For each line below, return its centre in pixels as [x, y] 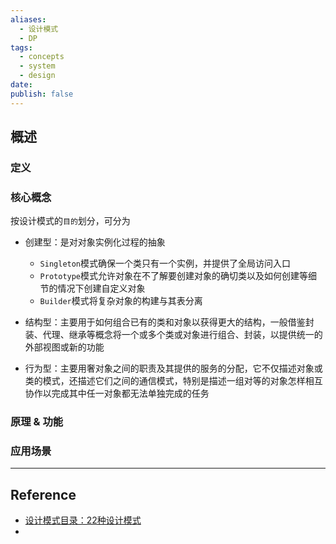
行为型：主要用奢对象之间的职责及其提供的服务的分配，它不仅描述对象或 [173, 368]
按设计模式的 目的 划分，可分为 [70, 221]
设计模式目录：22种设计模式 [83, 520]
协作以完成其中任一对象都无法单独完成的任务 [117, 393]
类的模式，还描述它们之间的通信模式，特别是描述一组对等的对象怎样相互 [173, 381]
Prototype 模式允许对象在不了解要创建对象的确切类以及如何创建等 [174, 276]
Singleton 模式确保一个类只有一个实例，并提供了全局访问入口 [165, 263]
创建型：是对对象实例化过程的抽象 [95, 242]
